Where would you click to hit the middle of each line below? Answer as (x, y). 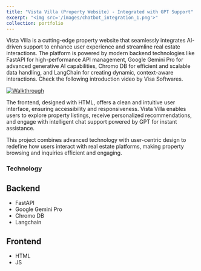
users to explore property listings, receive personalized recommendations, (99, 115)
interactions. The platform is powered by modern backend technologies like (100, 53)
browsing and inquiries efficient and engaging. (64, 153)
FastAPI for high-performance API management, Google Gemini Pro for (95, 60)
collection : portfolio (35, 23)
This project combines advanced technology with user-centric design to (96, 140)
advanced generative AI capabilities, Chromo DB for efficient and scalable (98, 66)
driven (14, 47)
